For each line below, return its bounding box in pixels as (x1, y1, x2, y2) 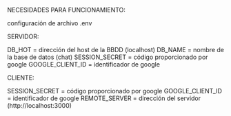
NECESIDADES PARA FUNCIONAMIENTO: (7, 6, 126, 14)
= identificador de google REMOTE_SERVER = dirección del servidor (7, 94, 201, 102)
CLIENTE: (7, 73, 34, 82)
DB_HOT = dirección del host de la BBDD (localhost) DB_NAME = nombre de (7, 46, 224, 54)
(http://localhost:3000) (7, 102, 72, 109)
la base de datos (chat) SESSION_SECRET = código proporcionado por (7, 53, 208, 61)
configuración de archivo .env (7, 19, 92, 27)
